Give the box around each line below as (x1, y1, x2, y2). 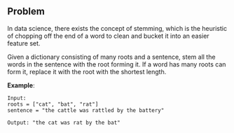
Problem (7, 6, 46, 17)
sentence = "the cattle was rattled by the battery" (7, 106, 165, 114)
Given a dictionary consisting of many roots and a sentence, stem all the (7, 52, 216, 61)
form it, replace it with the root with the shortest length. (7, 67, 167, 76)
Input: (7, 94, 27, 101)
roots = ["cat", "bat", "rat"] (7, 101, 99, 108)
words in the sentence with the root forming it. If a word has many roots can (7, 59, 226, 69)
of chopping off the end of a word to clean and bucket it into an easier (7, 31, 209, 40)
